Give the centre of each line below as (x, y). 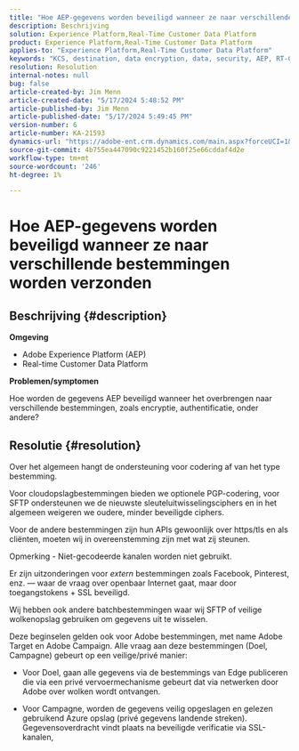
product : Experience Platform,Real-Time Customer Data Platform (131, 42)
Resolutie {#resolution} (75, 445)
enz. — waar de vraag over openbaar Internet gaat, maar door (123, 583)
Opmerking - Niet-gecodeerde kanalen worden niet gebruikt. (121, 556)
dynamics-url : (36, 141)
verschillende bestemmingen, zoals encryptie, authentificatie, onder (134, 408)
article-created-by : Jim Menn (65, 92)
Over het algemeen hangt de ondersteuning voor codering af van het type (145, 467)
